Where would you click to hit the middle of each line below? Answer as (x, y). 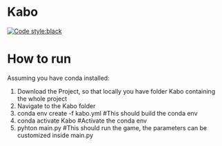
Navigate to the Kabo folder (56, 106)
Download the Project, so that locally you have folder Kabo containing (116, 91)
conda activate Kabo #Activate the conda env (82, 121)
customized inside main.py (55, 135)
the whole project (42, 98)
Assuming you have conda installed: (59, 78)
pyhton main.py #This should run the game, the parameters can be (112, 127)
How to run (39, 59)
